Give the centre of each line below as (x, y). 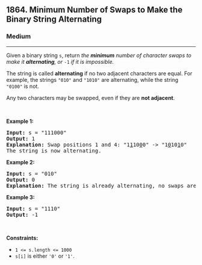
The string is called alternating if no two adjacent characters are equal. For (99, 73)
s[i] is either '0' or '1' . (45, 256)
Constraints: (22, 238)
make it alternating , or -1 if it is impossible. (60, 61)
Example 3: (20, 197)
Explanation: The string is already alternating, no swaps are (101, 185)
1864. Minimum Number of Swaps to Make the (94, 10)
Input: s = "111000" (37, 132)
